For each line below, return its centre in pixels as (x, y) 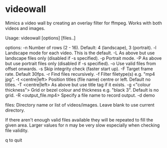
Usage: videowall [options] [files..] (40, 38)
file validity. (17, 130)
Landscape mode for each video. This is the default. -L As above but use (80, 53)
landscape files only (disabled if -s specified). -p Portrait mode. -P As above (83, 58)
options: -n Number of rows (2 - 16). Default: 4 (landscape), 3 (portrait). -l (81, 47)
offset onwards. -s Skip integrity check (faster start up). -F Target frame (79, 69)
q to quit (14, 140)
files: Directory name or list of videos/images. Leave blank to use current (80, 105)
